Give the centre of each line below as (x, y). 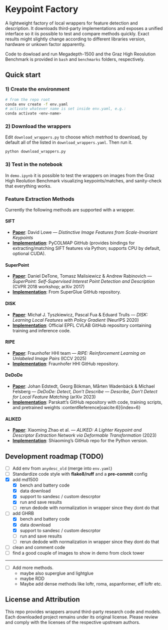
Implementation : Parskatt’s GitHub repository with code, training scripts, (87, 402)
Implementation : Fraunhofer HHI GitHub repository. (65, 364)
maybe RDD (32, 579)
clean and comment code (39, 547)
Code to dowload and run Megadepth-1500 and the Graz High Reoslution (80, 54)
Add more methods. (33, 568)
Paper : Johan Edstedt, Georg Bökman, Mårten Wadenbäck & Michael (83, 386)
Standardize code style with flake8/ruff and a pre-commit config (80, 474)
